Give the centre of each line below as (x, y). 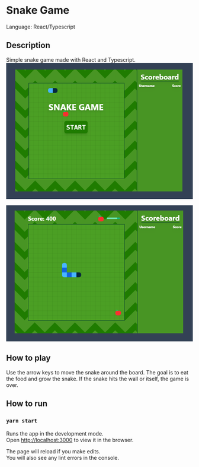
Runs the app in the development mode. (55, 433)
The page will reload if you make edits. (53, 451)
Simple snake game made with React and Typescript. (71, 59)
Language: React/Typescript (41, 27)
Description (28, 45)
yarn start (22, 421)
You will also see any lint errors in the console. (63, 458)
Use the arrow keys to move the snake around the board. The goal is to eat (97, 372)
